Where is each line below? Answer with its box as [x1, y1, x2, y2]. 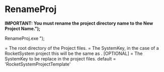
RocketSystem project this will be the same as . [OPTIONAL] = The [5, 50, 143, 56]
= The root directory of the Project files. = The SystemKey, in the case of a [5, 45, 159, 51]
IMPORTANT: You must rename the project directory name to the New [5, 20, 153, 26]
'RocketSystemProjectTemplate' [5, 61, 71, 67]
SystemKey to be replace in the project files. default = [5, 55, 116, 61]
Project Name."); [5, 25, 41, 31]
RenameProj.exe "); [5, 35, 45, 41]
